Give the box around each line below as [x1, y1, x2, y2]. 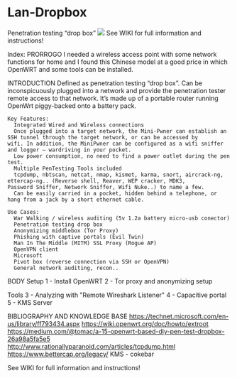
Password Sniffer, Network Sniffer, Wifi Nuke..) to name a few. [7, 183, 204, 190]
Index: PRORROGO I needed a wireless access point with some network [7, 50, 217, 58]
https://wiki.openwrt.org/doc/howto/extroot [81, 319, 209, 328]
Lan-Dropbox [7, 4, 87, 21]
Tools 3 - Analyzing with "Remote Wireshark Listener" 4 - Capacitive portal [7, 291, 227, 299]
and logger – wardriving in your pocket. [7, 146, 132, 153]
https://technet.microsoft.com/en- [128, 312, 229, 320]
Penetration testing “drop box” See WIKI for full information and [7, 28, 202, 37]
